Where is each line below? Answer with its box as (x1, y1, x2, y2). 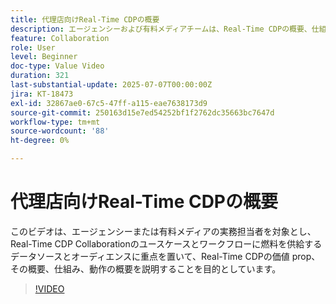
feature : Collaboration (10, 33, 110, 43)
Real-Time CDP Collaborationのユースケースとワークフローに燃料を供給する (10, 237, 323, 250)
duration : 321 (10, 71, 70, 81)
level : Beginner (10, 52, 78, 62)
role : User (10, 42, 56, 53)
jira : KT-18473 (10, 89, 74, 99)
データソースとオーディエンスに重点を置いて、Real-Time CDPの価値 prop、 (10, 250, 321, 262)
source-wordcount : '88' (10, 126, 110, 136)
